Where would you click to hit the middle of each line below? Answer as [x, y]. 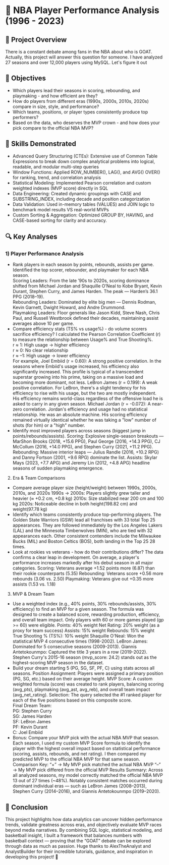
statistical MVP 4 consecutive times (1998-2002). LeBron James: [80, 641]
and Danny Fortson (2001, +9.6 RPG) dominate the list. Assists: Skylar [85, 457]
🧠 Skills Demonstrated [41, 144]
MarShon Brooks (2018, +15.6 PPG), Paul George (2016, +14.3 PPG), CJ [86, 441]
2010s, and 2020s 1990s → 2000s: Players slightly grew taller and [81, 493]
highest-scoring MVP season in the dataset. [58, 663]
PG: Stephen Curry [32, 711]
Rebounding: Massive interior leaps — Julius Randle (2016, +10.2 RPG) [86, 452]
